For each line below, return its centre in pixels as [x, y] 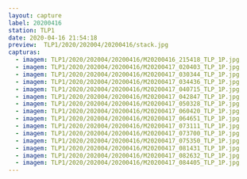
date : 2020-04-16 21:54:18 [53, 38]
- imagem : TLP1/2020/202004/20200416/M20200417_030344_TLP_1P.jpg [127, 74]
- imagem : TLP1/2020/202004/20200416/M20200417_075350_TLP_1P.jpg [127, 141]
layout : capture [35, 15]
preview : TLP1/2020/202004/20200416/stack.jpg [89, 45]
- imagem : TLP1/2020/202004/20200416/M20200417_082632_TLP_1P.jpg [127, 155]
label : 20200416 [35, 23]
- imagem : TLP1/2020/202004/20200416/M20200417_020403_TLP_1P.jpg [127, 67]
